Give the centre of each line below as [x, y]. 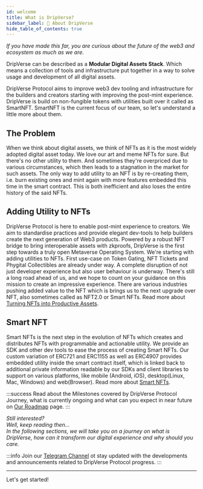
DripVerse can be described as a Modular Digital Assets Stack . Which [94, 64]
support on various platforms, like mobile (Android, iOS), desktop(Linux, [95, 375]
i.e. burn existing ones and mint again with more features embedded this [96, 180]
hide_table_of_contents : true [44, 29]
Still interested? [25, 418]
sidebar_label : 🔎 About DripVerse [50, 23]
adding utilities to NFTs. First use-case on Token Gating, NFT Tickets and [97, 258]
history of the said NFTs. [37, 193]
